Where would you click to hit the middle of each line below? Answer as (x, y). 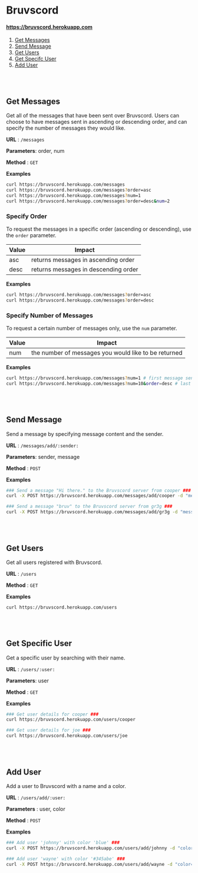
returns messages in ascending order (83, 260)
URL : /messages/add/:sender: (42, 445)
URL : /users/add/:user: (36, 797)
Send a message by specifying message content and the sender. (85, 434)
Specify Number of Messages (49, 315)
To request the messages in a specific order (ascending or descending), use (99, 229)
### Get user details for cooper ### (52, 714)
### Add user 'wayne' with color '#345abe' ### (66, 859)
